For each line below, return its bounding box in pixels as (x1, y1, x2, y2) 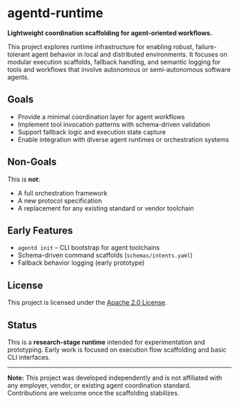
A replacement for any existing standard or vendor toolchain (17, 203, 194, 212)
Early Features (7, 224, 73, 236)
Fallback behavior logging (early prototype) (17, 258, 145, 267)
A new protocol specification (17, 196, 102, 205)
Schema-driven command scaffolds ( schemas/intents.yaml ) (17, 251, 193, 260)
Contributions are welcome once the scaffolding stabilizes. (7, 389, 180, 397)
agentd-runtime (7, 5, 104, 21)
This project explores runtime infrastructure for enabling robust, (7, 42, 194, 51)
